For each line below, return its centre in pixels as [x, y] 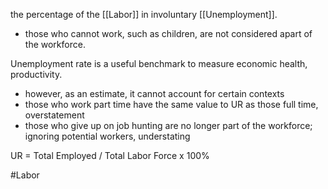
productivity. [36, 74]
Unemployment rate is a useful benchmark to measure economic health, [159, 63]
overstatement [54, 115]
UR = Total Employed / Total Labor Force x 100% [110, 155]
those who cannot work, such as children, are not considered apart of [168, 33]
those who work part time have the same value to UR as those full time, [171, 104]
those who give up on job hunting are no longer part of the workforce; [168, 125]
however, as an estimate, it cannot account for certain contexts [154, 93]
